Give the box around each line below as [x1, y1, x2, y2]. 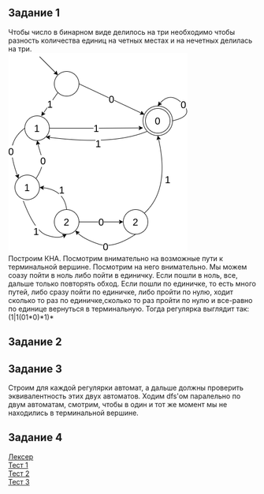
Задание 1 [8, 6, 61, 20]
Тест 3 [8, 477, 30, 486]
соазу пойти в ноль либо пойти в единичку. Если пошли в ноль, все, [8, 270, 238, 279]
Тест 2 [8, 469, 30, 478]
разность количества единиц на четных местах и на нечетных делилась [8, 36, 253, 45]
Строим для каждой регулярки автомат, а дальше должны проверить [8, 383, 244, 393]
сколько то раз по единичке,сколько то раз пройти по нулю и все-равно [8, 295, 253, 305]
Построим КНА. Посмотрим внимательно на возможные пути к [8, 253, 223, 263]
